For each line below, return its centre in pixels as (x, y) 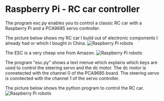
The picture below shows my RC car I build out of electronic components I (81, 38)
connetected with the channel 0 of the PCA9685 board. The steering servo (82, 73)
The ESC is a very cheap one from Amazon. (50, 53)
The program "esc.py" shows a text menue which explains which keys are (81, 62)
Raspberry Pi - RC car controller (72, 9)
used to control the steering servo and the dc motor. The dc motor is (76, 68)
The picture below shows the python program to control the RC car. (74, 88)
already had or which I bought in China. (46, 43)
